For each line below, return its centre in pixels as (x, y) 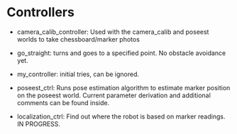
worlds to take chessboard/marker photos (78, 39)
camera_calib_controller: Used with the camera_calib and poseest (113, 32)
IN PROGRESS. (39, 123)
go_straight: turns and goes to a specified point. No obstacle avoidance (121, 53)
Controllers (41, 12)
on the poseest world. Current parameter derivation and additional (114, 95)
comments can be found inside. (63, 102)
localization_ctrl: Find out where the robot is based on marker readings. (121, 116)
